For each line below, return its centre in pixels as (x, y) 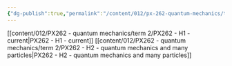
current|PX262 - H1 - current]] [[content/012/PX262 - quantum (97, 40)
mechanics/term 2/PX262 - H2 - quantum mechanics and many (98, 47)
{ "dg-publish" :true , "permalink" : (55, 13)
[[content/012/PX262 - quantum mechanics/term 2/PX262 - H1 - (99, 33)
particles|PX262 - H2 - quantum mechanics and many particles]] (99, 55)
